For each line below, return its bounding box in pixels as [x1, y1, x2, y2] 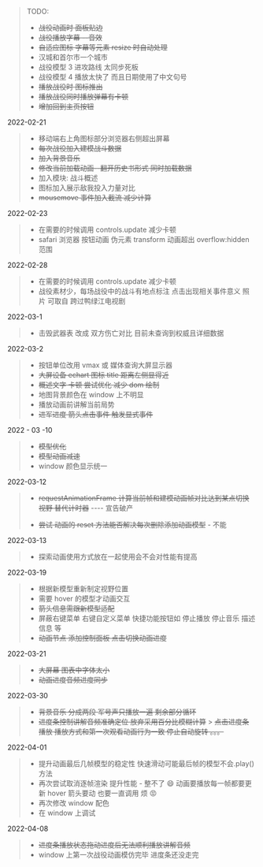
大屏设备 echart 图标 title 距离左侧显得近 [38, 370, 169, 379]
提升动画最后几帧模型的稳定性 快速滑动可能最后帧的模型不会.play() [38, 759, 255, 768]
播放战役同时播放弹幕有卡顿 [38, 92, 129, 101]
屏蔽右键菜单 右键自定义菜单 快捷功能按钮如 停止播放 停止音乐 [38, 614, 240, 623]
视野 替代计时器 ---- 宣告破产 [38, 504, 134, 512]
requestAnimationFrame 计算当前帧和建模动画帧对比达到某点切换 [38, 493, 250, 503]
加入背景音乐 [38, 154, 80, 162]
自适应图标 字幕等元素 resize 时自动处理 [38, 43, 169, 52]
